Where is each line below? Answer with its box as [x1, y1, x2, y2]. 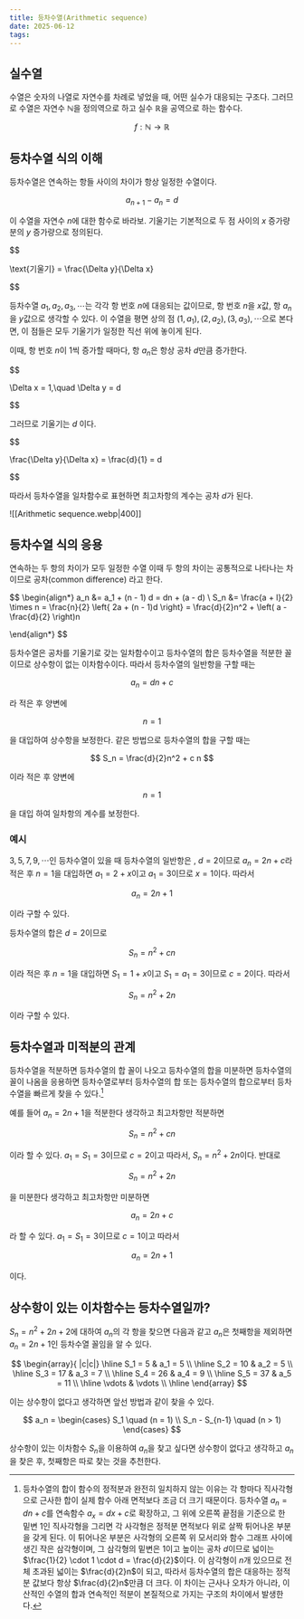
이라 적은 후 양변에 [9, 771, 75, 782]
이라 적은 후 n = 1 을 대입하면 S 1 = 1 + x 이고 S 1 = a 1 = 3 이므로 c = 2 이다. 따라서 [9, 967, 290, 981]
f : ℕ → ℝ [134, 121, 170, 132]
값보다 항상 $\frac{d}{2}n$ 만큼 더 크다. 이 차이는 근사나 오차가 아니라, [32, 1576, 280, 1588]
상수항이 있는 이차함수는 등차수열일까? [9, 1300, 211, 1315]
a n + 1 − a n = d [125, 195, 179, 207]
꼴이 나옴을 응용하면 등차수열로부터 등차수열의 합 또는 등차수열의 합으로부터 [9, 1076, 276, 1087]
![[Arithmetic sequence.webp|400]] [9, 509, 142, 519]
